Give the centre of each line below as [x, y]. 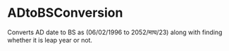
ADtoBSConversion [65, 13]
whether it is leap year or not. [50, 40]
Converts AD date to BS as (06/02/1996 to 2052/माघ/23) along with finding [115, 32]
